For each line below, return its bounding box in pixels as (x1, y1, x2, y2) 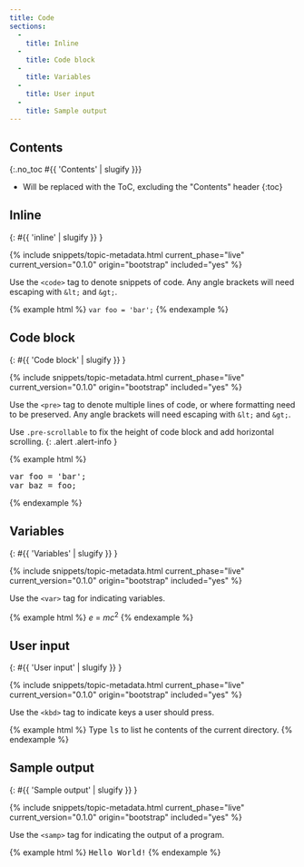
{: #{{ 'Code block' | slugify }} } (9, 354, 126, 365)
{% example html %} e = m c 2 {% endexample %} (9, 610, 194, 623)
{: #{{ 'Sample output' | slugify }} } (9, 784, 138, 795)
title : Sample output (25, 106, 107, 115)
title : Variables (25, 73, 92, 82)
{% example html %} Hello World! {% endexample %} (9, 846, 221, 858)
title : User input (25, 89, 95, 98)
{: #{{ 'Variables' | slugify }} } (9, 547, 118, 558)
